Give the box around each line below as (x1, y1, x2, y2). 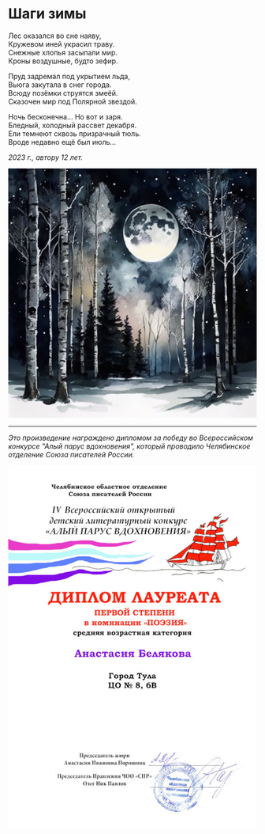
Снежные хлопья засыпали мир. (8, 47, 118, 57)
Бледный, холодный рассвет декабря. (8, 120, 136, 130)
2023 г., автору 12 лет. (8, 152, 84, 162)
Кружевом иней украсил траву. (8, 39, 115, 48)
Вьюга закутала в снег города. (8, 80, 112, 89)
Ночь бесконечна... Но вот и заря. (8, 112, 123, 121)
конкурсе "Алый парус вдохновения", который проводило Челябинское (8, 441, 251, 451)
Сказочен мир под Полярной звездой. (8, 97, 138, 106)
